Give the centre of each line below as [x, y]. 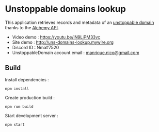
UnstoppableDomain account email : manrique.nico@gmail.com [76, 53]
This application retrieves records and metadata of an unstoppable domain [79, 22]
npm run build [19, 106]
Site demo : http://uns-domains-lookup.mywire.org [63, 42]
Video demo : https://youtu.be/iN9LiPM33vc [56, 37]
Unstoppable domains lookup [65, 9]
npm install [17, 89]
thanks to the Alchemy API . [32, 27]
